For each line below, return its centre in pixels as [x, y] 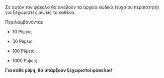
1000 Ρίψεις [25, 61]
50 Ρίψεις [22, 41]
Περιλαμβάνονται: [24, 22]
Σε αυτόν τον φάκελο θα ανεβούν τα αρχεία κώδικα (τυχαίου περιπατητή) [82, 7]
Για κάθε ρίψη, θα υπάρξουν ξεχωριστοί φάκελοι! [59, 70]
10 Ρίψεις [22, 32]
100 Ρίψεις [23, 51]
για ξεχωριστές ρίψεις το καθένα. [41, 12]
